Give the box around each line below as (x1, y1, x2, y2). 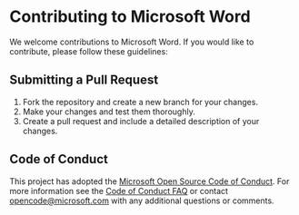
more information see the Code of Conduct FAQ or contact (9, 185, 229, 196)
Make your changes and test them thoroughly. (22, 106, 195, 117)
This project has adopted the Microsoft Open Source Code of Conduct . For (9, 175, 290, 187)
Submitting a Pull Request (9, 73, 159, 88)
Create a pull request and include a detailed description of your (22, 115, 260, 126)
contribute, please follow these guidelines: (9, 45, 168, 56)
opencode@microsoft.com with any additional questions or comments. (9, 195, 274, 206)
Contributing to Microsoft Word (9, 6, 252, 27)
